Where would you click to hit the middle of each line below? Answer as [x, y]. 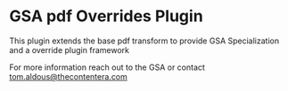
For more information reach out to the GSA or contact [107, 67]
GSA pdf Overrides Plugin [106, 16]
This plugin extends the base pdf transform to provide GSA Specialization [144, 41]
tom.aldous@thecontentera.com [68, 76]
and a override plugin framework [69, 49]
